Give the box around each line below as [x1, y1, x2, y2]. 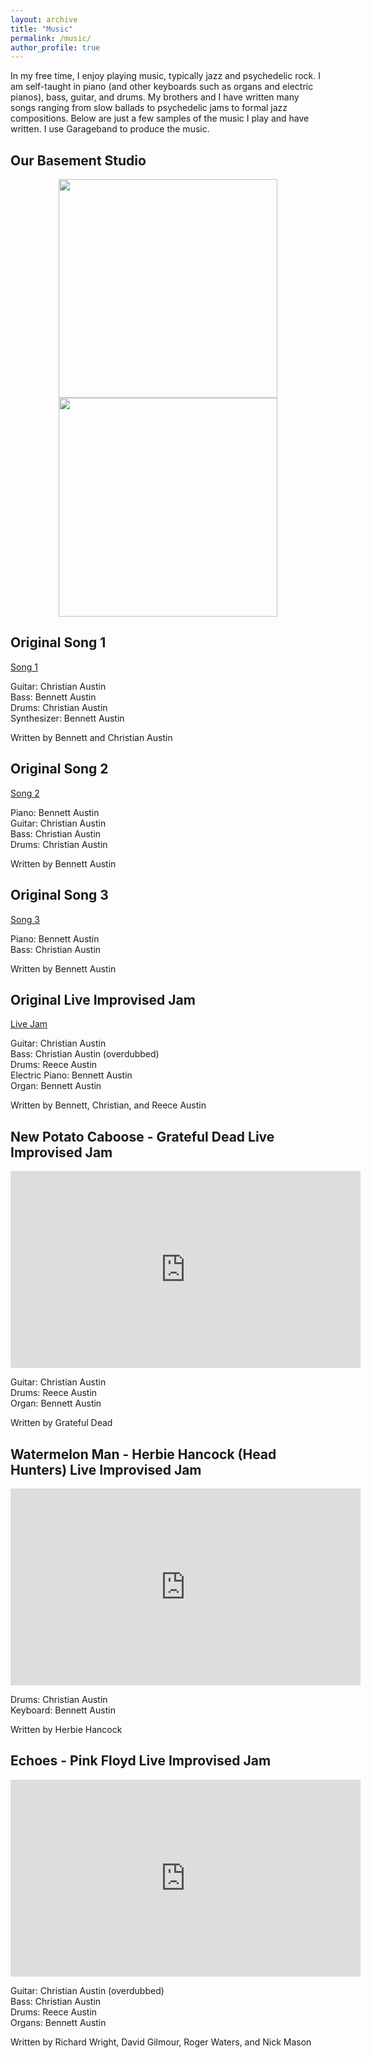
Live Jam [10, 1018, 48, 1030]
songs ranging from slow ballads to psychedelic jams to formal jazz [10, 102, 288, 114]
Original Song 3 [10, 887, 109, 904]
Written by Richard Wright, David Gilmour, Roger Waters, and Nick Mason [10, 2036, 312, 2048]
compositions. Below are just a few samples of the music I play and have [10, 112, 310, 125]
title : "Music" [10, 24, 74, 34]
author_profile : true [10, 42, 101, 53]
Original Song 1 [10, 634, 107, 651]
